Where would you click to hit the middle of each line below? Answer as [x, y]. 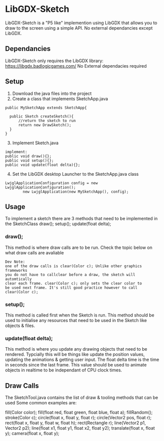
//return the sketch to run [47, 120]
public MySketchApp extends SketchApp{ [46, 108]
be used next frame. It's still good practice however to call [71, 287]
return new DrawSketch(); [45, 125]
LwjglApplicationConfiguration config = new [51, 183]
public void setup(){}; [30, 160]
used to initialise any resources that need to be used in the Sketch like [76, 320]
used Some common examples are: [41, 403]
